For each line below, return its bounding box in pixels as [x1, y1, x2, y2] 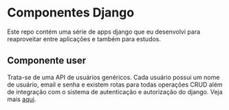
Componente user [7, 55, 87, 67]
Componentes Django [7, 5, 135, 21]
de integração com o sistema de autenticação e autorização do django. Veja [7, 87, 223, 96]
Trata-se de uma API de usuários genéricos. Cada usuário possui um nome [7, 73, 220, 81]
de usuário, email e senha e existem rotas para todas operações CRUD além [7, 80, 223, 89]
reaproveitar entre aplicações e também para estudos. [7, 34, 162, 43]
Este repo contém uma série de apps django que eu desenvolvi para [7, 27, 201, 36]
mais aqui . [7, 95, 36, 103]
